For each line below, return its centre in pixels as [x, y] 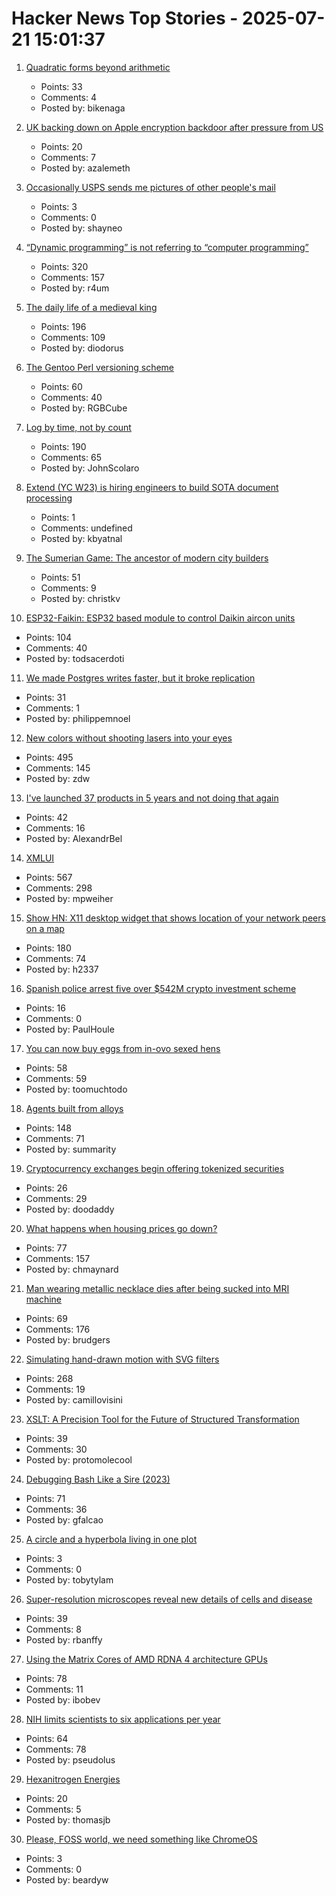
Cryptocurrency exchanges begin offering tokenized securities [155, 1168]
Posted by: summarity [71, 1149]
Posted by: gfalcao [64, 1519]
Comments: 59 [56, 1078]
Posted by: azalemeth [85, 168]
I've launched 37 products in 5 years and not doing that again [152, 798]
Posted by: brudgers [68, 1339]
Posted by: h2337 [62, 969]
